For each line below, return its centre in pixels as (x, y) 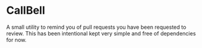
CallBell (26, 10)
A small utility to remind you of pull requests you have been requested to (96, 27)
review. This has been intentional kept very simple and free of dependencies (101, 33)
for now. (17, 40)
